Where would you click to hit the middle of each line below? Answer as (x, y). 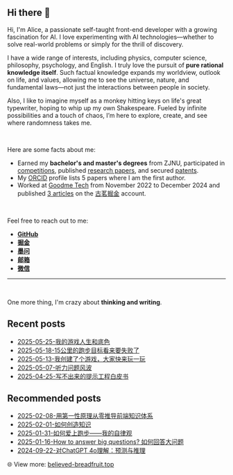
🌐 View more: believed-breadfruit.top (61, 465)
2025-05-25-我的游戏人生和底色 (63, 341)
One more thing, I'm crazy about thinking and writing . (85, 302)
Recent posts (36, 324)
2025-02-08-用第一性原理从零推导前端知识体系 (85, 416)
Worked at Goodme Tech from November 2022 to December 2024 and (119, 185)
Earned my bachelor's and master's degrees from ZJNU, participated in (121, 163)
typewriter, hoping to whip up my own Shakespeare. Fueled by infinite (107, 107)
